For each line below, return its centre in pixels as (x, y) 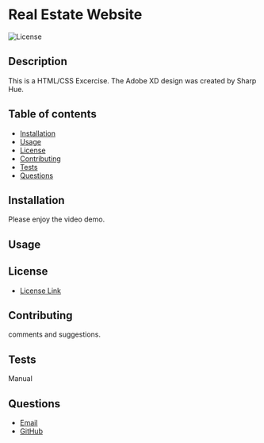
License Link (40, 291)
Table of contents (52, 114)
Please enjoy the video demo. (57, 219)
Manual (21, 379)
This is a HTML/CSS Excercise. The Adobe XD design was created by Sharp (132, 80)
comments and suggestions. (55, 334)
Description (38, 62)
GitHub (31, 431)
